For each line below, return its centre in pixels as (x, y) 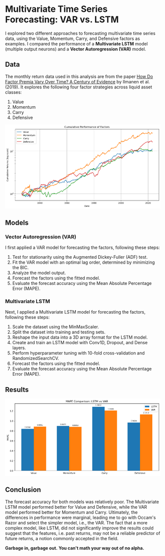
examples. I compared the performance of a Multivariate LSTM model (76, 43)
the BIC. (20, 268)
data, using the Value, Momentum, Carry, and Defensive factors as (73, 39)
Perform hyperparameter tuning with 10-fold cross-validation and (79, 353)
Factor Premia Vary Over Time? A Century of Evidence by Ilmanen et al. (78, 81)
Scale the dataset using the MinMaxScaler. (56, 327)
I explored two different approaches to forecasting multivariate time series (80, 33)
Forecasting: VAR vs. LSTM (62, 20)
